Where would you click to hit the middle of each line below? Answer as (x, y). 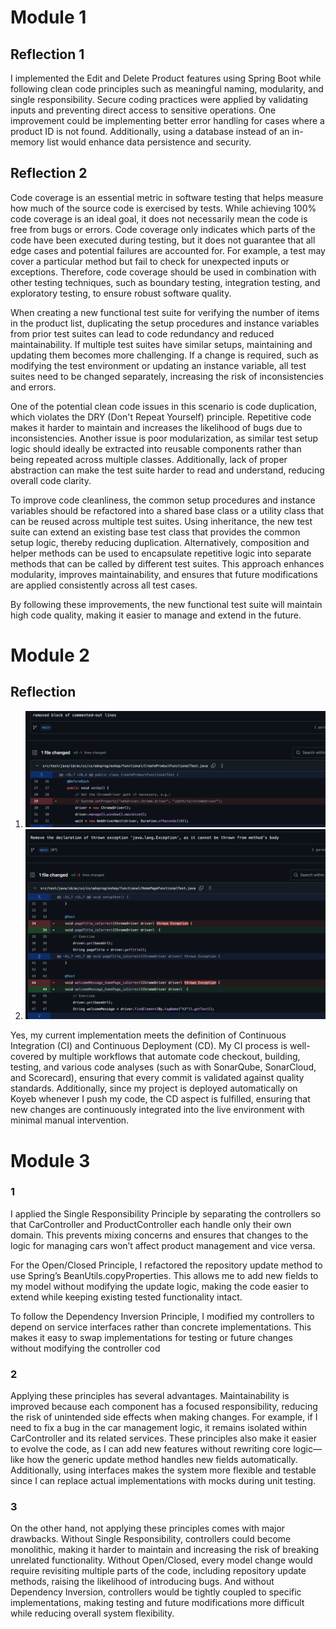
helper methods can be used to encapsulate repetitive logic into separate (161, 553)
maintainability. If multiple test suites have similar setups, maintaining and (161, 344)
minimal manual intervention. (70, 1120)
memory (27, 142)
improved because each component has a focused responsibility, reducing (164, 1407)
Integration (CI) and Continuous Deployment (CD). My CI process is (149, 1046)
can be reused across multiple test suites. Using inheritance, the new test (161, 521)
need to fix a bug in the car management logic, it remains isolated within (159, 1428)
